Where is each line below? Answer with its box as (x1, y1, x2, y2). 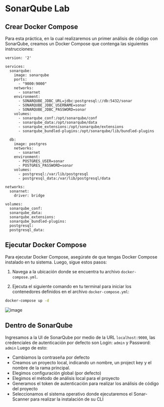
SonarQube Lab (5, 3, 70, 14)
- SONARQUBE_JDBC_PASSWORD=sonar (18, 107, 87, 112)
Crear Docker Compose (5, 23, 78, 31)
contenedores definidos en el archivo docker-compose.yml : (12, 289, 130, 294)
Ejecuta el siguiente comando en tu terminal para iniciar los (12, 283, 132, 289)
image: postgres (14, 142, 47, 146)
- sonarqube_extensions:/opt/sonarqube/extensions (18, 124, 124, 129)
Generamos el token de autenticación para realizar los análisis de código (12, 380, 159, 386)
